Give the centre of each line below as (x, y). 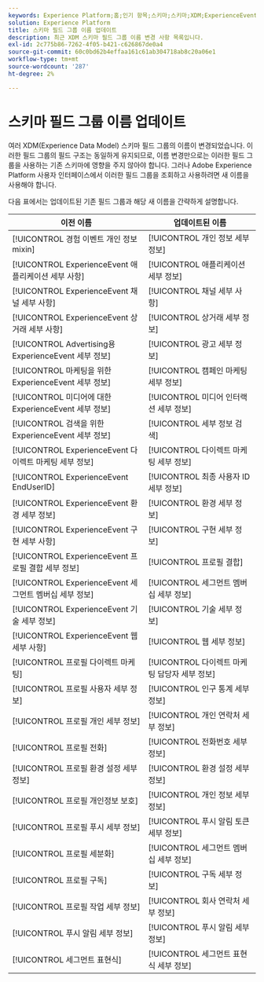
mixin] (24, 249)
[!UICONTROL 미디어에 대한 (62, 397)
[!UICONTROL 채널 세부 (191, 291)
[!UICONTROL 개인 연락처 (194, 715)
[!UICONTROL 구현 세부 (191, 529)
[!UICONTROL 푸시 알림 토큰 (199, 821)
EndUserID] (33, 486)
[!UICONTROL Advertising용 (64, 344)
